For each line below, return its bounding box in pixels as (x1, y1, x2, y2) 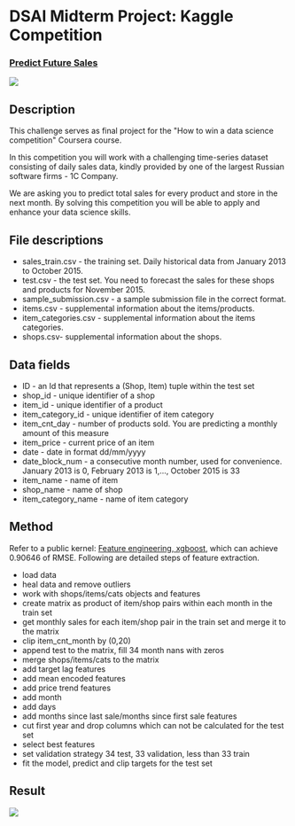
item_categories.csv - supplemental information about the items (21, 313, 256, 323)
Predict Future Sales (9, 57, 98, 69)
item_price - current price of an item (21, 437, 155, 448)
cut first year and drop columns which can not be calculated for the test (21, 720, 284, 730)
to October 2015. (21, 266, 84, 277)
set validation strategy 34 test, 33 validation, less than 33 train (21, 748, 251, 759)
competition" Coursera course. (9, 135, 122, 145)
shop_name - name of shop (21, 484, 123, 495)
